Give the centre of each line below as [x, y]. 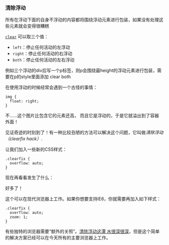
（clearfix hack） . [24, 139]
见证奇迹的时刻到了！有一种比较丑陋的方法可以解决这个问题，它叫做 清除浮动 [84, 133]
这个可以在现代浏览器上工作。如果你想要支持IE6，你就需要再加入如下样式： [83, 199]
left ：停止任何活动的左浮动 [41, 47]
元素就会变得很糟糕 [29, 26]
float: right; [24, 101]
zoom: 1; [19, 217]
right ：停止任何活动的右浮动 [42, 54]
